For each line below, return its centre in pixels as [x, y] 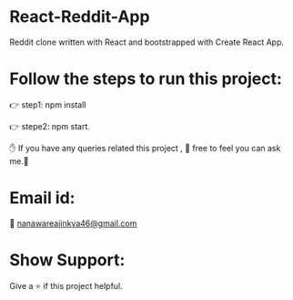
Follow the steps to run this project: [146, 79]
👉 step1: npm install [48, 104]
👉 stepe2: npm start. [50, 126]
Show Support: [67, 260]
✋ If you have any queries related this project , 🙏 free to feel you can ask [145, 148]
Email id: [42, 198]
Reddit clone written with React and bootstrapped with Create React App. [147, 42]
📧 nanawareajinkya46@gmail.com [73, 223]
